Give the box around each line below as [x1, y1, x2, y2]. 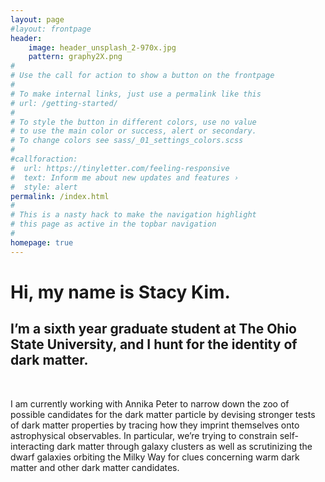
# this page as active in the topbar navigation [10, 219, 217, 230]
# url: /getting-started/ [10, 98, 118, 108]
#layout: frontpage [10, 24, 92, 34]
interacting [10, 440, 55, 452]
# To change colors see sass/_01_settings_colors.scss [10, 136, 244, 146]
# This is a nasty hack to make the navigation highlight [10, 210, 257, 220]
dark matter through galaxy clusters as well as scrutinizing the [56, 440, 313, 452]
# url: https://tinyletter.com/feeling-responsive [10, 163, 230, 173]
